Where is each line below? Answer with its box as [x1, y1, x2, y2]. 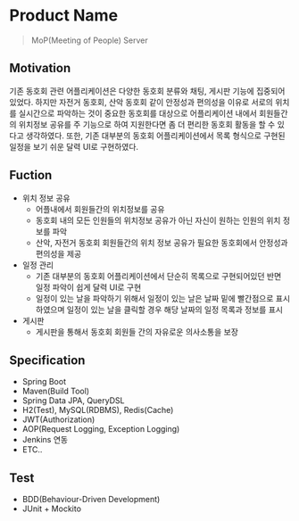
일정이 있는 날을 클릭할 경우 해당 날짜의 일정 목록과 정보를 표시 [66, 304, 284, 315]
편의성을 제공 [35, 248, 82, 259]
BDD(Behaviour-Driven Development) [21, 494, 161, 505]
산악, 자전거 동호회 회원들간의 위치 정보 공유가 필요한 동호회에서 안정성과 [35, 237, 288, 248]
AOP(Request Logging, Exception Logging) [21, 424, 180, 434]
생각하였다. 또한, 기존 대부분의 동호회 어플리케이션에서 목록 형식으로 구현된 [25, 130, 286, 141]
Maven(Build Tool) [21, 385, 90, 397]
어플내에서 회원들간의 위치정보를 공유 [35, 203, 165, 214]
